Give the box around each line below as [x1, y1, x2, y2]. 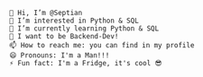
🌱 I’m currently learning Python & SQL [9, 24, 160, 33]
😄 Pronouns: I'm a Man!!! [9, 51, 110, 60]
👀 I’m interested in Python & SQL [9, 16, 140, 25]
